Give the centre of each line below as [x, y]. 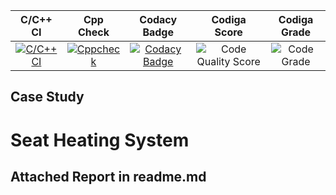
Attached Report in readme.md [108, 176]
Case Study [47, 97]
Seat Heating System [100, 140]
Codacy [158, 19]
